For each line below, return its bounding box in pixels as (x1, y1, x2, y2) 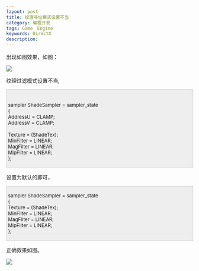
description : (6, 36, 38, 42)
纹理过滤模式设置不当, (6, 77, 60, 84)
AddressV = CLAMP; (8, 119, 54, 126)
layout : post (6, 8, 38, 15)
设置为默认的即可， (6, 174, 53, 181)
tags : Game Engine (6, 25, 53, 31)
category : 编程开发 (6, 20, 51, 26)
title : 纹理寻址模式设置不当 (6, 14, 69, 20)
